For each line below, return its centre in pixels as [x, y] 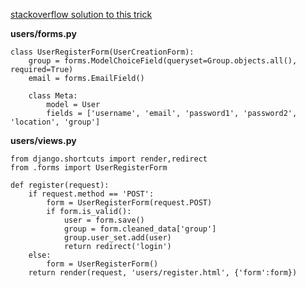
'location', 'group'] [55, 122]
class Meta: [53, 96]
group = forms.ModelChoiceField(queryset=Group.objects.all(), [163, 61]
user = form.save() [104, 220]
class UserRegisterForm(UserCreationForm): [102, 52]
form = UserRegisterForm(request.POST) [129, 203]
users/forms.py [43, 33]
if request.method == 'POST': [91, 194]
